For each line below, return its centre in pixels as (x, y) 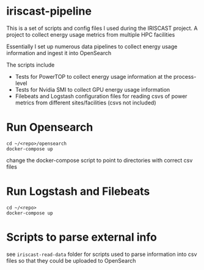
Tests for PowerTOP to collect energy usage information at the (93, 76)
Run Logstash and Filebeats (78, 192)
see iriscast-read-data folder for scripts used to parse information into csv (102, 254)
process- (185, 76)
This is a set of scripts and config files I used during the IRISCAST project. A (102, 28)
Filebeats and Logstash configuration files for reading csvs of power (101, 96)
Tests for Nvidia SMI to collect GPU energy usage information (93, 89)
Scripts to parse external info (82, 237)
